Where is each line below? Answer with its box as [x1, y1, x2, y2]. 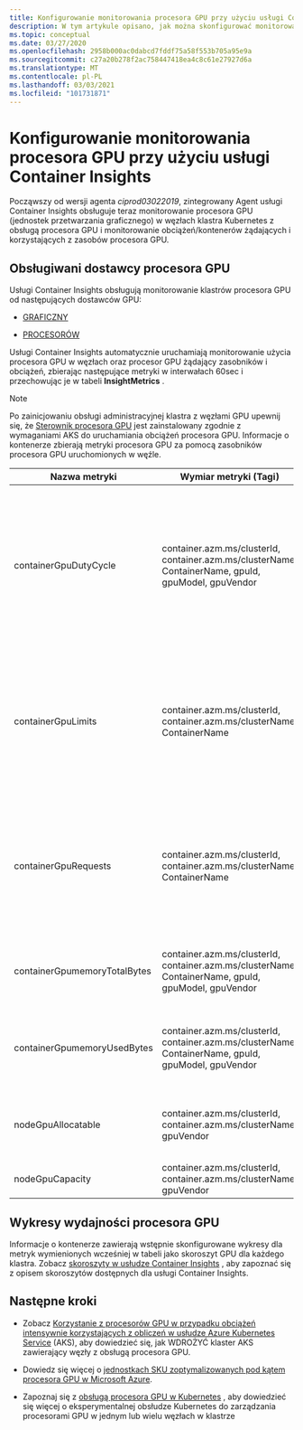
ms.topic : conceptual [9, 30, 91, 39]
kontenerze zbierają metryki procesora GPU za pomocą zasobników [9, 439, 263, 450]
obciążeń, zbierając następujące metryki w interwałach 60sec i [9, 366, 243, 377]
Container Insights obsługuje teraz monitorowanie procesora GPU [9, 205, 253, 217]
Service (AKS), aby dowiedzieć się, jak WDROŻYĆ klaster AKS [22, 1337, 254, 1348]
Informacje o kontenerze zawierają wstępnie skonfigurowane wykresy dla [9, 1239, 283, 1250]
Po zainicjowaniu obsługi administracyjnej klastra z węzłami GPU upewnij [9, 410, 281, 421]
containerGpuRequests [14, 860, 112, 872]
